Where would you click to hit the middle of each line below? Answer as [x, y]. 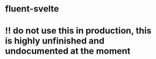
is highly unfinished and [55, 41]
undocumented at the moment [68, 51]
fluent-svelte [32, 9]
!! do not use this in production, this [78, 31]
